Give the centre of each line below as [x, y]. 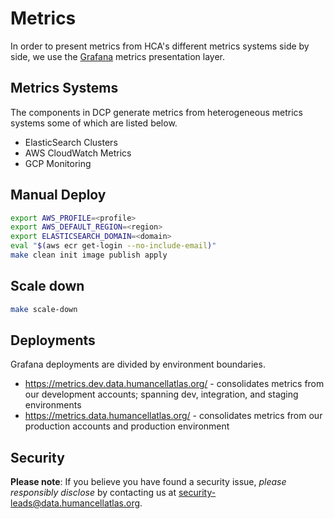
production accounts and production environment [127, 426]
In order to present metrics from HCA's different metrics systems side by [160, 46]
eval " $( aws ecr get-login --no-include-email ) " [113, 246]
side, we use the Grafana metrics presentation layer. [118, 56]
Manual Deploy [58, 195]
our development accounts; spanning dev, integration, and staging [161, 394]
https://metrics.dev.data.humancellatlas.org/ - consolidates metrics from [174, 384]
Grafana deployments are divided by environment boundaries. [138, 364]
